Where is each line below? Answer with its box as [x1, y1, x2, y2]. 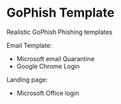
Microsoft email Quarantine [16, 54, 95, 63]
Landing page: [6, 75, 48, 84]
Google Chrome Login [16, 62, 80, 70]
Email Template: [6, 41, 53, 49]
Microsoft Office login [16, 89, 79, 97]
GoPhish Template [6, 5, 115, 21]
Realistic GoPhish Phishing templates [6, 28, 113, 36]
